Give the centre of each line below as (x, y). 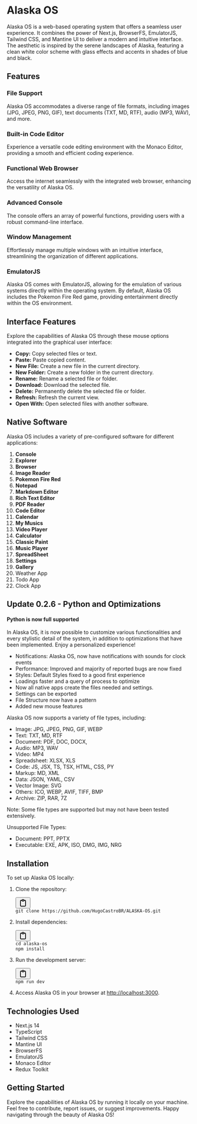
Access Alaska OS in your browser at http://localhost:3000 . (87, 993)
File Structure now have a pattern (56, 700)
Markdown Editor (37, 492)
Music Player (32, 548)
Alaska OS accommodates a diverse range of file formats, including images (98, 106)
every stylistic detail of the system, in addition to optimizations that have (94, 639)
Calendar (27, 517)
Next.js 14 (27, 1025)
